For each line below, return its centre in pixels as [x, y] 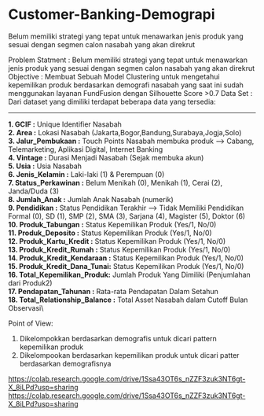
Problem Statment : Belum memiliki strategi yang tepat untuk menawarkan [128, 60]
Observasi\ [26, 307]
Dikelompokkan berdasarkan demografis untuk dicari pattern [118, 338]
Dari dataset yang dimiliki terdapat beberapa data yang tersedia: [112, 101]
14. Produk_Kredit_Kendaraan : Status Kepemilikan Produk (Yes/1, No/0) [126, 258]
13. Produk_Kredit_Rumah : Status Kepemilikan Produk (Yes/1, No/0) [119, 249]
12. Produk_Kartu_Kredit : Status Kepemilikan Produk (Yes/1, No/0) [117, 241]
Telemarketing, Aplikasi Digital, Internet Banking [86, 149]
